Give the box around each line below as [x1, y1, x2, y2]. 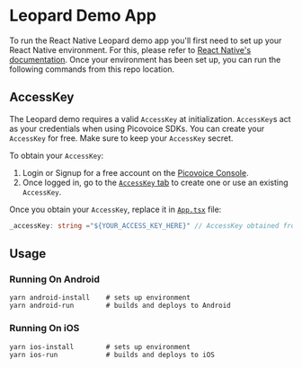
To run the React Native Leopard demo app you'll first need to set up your [9, 35, 282, 46]
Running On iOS [9, 322, 80, 335]
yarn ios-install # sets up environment [9, 342, 191, 351]
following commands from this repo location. [9, 64, 175, 74]
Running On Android [9, 273, 101, 285]
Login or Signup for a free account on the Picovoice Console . [22, 167, 249, 178]
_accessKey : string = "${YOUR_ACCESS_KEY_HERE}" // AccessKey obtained [9, 221, 280, 230]
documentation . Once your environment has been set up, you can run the [9, 54, 281, 65]
